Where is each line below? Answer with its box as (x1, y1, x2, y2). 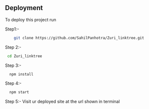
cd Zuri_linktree (7, 53, 42, 59)
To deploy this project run (5, 16, 57, 22)
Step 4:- (5, 80, 22, 86)
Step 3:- (5, 62, 22, 68)
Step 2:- (5, 44, 22, 50)
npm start (9, 90, 29, 95)
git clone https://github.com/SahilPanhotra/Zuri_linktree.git (14, 35, 145, 40)
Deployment (5, 4, 43, 12)
